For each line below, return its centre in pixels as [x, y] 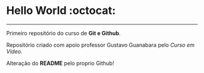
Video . [15, 51]
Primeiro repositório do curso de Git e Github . [63, 33]
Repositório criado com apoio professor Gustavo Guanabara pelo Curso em [100, 45]
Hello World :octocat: [61, 11]
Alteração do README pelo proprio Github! [60, 63]
